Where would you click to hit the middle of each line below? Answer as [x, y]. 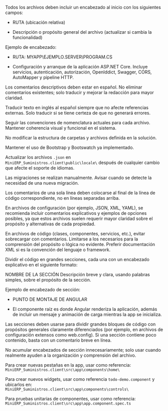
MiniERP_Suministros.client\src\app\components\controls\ [67, 389]
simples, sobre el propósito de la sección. [48, 280]
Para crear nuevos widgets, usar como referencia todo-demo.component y [80, 379]
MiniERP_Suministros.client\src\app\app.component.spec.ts [68, 403]
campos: [14, 13]
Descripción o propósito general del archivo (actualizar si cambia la [82, 32]
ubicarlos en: [19, 385]
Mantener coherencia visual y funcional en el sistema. [61, 128]
